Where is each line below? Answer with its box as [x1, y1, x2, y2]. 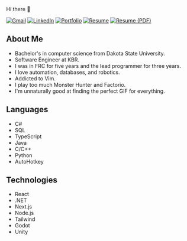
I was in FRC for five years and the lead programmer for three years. [14, 62, 182, 69]
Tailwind [14, 216, 36, 223]
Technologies [6, 175, 58, 185]
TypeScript [14, 133, 42, 140]
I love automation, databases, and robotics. [14, 69, 120, 76]
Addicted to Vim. [14, 74, 56, 82]
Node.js [14, 210, 34, 217]
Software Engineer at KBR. [14, 56, 80, 63]
